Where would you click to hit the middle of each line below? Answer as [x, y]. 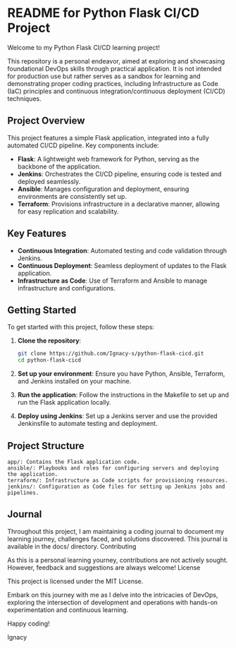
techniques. [24, 98]
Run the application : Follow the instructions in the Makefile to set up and [123, 395]
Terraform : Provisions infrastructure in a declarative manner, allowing [118, 204]
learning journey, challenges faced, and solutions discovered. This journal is [118, 539]
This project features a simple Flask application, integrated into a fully [108, 137]
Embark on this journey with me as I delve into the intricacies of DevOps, [113, 594]
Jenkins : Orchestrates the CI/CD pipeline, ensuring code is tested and [119, 173]
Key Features [37, 234]
